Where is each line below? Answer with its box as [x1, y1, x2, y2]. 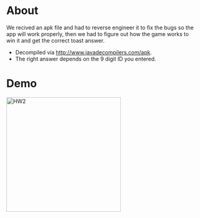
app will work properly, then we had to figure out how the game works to [6, 30, 189, 37]
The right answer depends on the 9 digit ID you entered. [15, 55, 157, 62]
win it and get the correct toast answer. [6, 37, 105, 44]
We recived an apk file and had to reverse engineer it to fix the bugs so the [6, 24, 194, 31]
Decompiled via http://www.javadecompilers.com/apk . [15, 48, 152, 56]
